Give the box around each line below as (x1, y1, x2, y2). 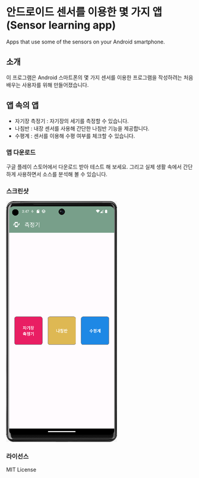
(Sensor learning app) (6, 18, 116, 32)
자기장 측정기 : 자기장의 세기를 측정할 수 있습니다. (14, 117, 129, 124)
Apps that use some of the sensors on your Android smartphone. (6, 38, 165, 45)
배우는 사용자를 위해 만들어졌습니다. (6, 81, 89, 88)
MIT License (6, 466, 37, 473)
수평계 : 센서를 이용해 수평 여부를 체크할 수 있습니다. (14, 132, 135, 139)
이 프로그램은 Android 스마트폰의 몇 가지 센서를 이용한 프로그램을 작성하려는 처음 (6, 74, 194, 81)
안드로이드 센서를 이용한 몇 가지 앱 (6, 5, 162, 19)
